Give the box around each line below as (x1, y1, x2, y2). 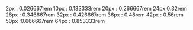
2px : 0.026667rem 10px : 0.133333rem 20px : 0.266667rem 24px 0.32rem (5, 5, 188, 12)
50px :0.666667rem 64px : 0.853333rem (5, 18, 105, 24)
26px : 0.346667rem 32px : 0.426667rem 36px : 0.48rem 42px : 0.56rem (5, 11, 184, 18)
